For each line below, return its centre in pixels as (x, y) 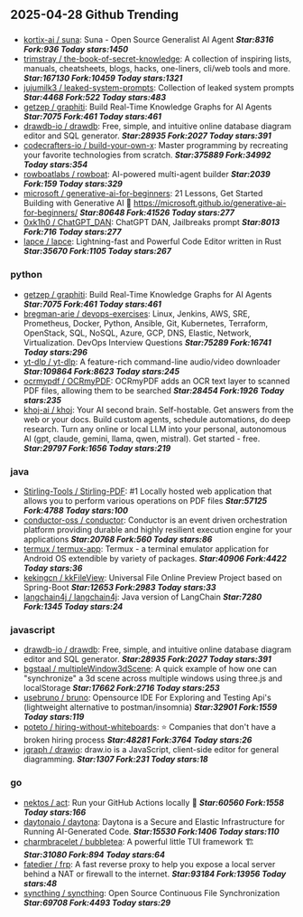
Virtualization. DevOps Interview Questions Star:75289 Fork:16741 (147, 342)
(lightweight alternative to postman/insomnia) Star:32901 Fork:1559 (150, 707)
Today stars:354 (55, 165)
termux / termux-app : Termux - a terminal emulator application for (146, 548)
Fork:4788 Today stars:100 (76, 510)
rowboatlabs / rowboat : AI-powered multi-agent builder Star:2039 (147, 175)
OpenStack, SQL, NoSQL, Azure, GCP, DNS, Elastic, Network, (137, 333)
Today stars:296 (55, 352)
